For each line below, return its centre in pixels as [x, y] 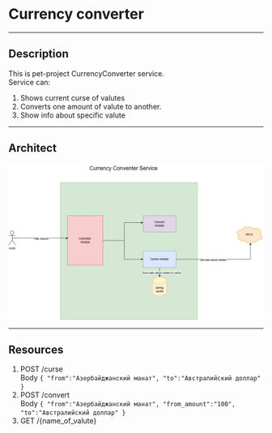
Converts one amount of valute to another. [91, 106]
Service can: [30, 82]
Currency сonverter [76, 14]
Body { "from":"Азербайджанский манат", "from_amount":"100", [128, 404]
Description [38, 54]
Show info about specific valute [72, 115]
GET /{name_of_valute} [58, 421]
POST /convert [45, 395]
